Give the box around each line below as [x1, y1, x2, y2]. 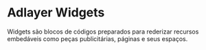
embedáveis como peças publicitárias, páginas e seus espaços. [7, 34, 188, 42]
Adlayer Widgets [7, 5, 105, 21]
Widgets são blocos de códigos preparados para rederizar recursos [7, 27, 199, 36]
